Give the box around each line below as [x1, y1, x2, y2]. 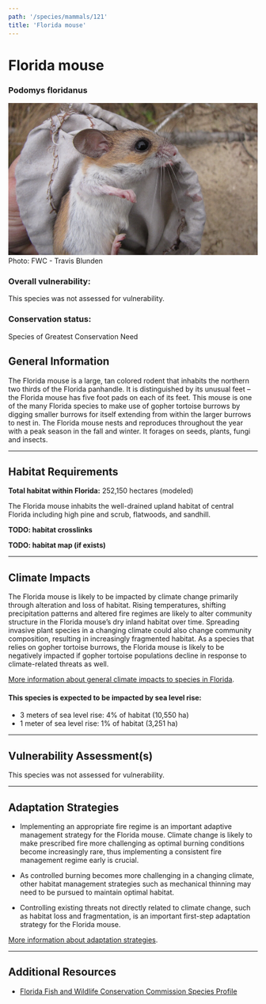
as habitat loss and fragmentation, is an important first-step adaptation [19, 911, 251, 921]
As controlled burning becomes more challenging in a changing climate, [19, 870, 255, 880]
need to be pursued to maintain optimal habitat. [19, 888, 175, 897]
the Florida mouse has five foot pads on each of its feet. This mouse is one [8, 392, 253, 402]
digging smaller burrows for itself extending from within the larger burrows [8, 409, 252, 419]
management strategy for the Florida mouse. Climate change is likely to [19, 830, 253, 839]
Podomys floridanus [8, 84, 88, 95]
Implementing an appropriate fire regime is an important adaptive [19, 821, 232, 831]
